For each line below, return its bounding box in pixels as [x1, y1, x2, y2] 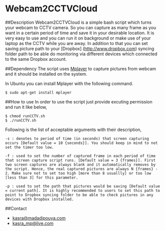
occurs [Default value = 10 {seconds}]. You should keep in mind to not [5, 140, 158, 145]
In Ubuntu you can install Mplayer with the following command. [5, 80, 133, 87]
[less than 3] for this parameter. [5, 175, 79, 180]
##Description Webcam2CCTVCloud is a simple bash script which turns [5, 19, 152, 25]
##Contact [5, 205, 27, 211]
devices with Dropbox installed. [5, 196, 74, 202]
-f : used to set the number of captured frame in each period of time [5, 153, 156, 158]
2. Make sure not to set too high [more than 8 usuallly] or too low [5, 171, 152, 176]
